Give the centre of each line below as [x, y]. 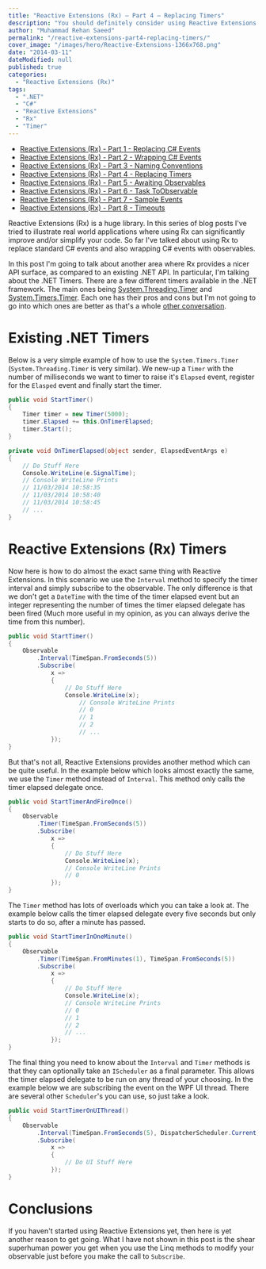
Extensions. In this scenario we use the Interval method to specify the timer [133, 579]
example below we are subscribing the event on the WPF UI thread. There [129, 1088]
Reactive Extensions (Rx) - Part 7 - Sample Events [101, 199]
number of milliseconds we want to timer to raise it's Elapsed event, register [131, 377]
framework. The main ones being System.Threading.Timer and [110, 289]
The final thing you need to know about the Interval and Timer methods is [129, 1062]
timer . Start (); [47, 429]
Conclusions [51, 1208]
